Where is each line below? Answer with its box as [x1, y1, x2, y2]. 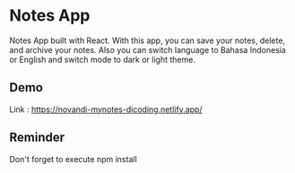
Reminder [9, 130, 65, 145]
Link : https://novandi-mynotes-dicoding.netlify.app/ [9, 104, 203, 115]
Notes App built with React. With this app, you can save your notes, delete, [9, 35, 285, 46]
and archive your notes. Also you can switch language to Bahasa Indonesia [9, 44, 287, 55]
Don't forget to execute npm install [9, 153, 137, 164]
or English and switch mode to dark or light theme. [9, 54, 195, 65]
